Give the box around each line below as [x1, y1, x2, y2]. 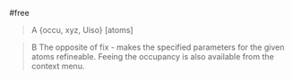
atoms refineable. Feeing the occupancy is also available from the [30, 51, 275, 61]
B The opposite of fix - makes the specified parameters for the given [30, 42, 285, 52]
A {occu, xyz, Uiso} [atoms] [30, 25, 134, 35]
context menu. [30, 61, 85, 71]
